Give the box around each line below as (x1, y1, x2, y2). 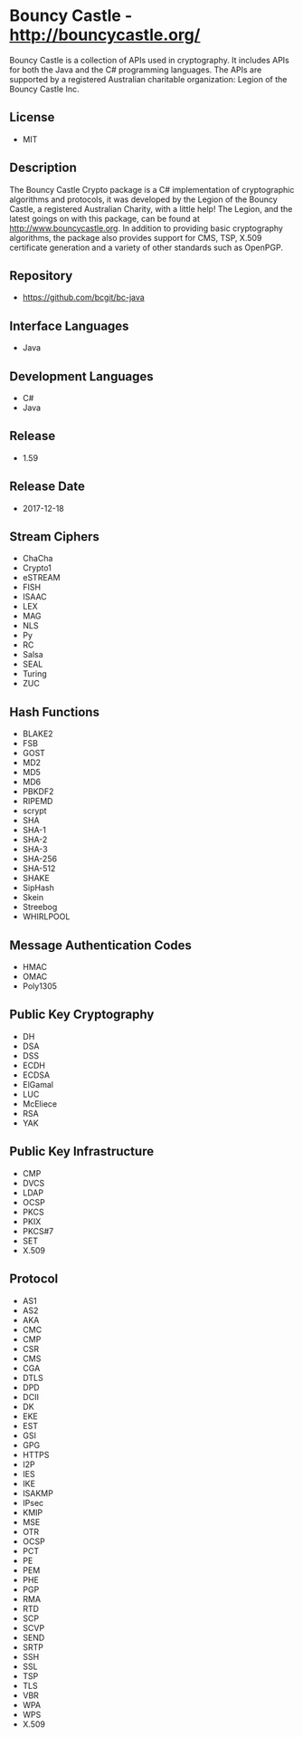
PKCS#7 (22, 1225, 54, 1236)
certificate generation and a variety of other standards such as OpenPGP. (9, 242, 283, 253)
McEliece (22, 1098, 57, 1109)
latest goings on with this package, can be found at (9, 213, 201, 224)
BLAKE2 (22, 728, 53, 739)
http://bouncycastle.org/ (9, 24, 201, 45)
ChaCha (22, 553, 53, 564)
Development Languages (9, 369, 154, 384)
